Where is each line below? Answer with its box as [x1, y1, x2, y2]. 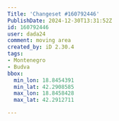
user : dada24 [7, 30, 46, 38]
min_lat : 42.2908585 [13, 83, 74, 90]
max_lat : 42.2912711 [13, 97, 74, 104]
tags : [7, 51, 23, 58]
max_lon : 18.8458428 [13, 90, 74, 97]
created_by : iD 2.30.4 [7, 43, 74, 51]
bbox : [7, 70, 23, 77]
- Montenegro [7, 57, 46, 64]
